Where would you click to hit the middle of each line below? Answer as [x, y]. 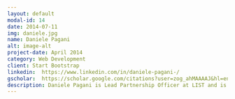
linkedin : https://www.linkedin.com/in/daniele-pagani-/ [93, 72]
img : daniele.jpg [33, 33]
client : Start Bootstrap [43, 66]
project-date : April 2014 [45, 53]
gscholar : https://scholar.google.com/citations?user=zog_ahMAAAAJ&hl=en [119, 78]
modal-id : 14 [26, 20]
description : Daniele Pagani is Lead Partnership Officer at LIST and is [117, 85]
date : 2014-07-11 [33, 26]
